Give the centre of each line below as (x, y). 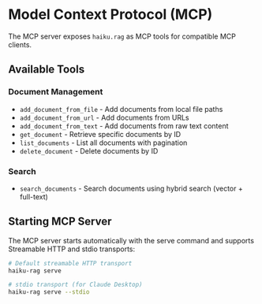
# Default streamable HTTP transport (70, 263)
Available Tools (47, 70)
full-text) (34, 196)
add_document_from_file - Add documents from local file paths (121, 109)
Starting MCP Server (60, 222)
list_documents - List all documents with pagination (103, 143)
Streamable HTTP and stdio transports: (72, 249)
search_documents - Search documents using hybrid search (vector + (131, 188)
